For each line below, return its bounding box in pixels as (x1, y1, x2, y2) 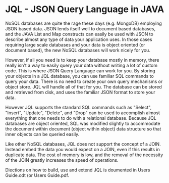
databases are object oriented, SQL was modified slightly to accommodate (5, 120, 160, 126)
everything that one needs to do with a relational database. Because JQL (5, 115, 156, 121)
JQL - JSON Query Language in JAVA (5, 4, 164, 15)
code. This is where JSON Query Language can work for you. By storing (5, 67, 155, 74)
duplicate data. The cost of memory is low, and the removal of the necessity (5, 152, 163, 158)
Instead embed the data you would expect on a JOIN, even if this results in (5, 146, 160, 152)
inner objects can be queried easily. (5, 131, 80, 137)
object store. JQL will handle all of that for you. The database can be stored (5, 83, 162, 89)
